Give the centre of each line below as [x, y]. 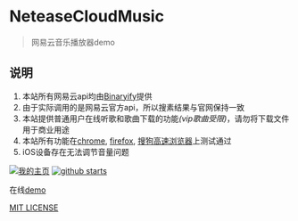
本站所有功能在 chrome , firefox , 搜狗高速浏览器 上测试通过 [127, 141]
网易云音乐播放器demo [73, 42]
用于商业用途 [46, 129]
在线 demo [28, 190]
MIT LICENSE [34, 208]
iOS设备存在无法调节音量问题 [75, 151]
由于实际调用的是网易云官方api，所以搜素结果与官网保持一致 [133, 107]
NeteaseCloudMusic [87, 16]
